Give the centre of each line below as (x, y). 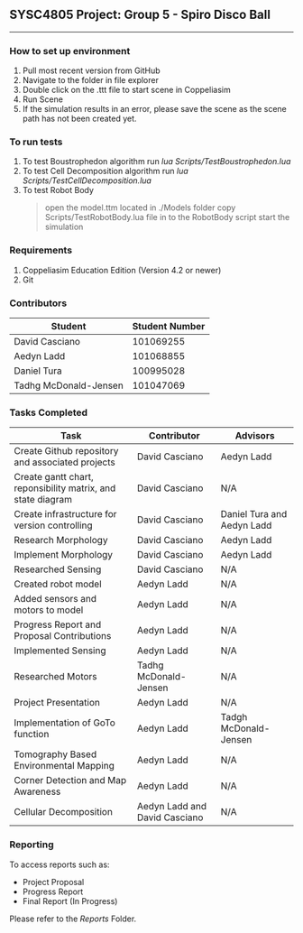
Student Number (169, 326)
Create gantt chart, (54, 477)
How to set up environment (70, 51)
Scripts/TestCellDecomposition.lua (87, 180)
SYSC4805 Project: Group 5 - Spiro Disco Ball (140, 15)
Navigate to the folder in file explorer (91, 80)
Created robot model (58, 584)
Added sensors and (55, 599)
